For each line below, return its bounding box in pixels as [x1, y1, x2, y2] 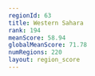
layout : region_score [8, 56, 81, 64]
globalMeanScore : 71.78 [8, 41, 88, 49]
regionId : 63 [8, 11, 52, 20]
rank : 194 [8, 26, 42, 34]
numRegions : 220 [8, 48, 62, 56]
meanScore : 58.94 [8, 33, 66, 42]
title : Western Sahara [8, 19, 84, 27]
